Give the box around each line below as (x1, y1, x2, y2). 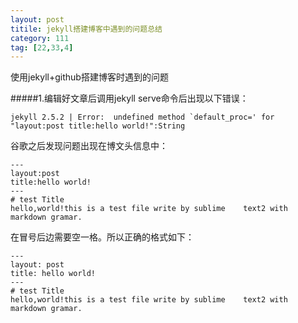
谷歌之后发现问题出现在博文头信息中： (10, 140, 168, 152)
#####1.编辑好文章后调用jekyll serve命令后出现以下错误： (10, 92, 249, 105)
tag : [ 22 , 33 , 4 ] (10, 42, 74, 53)
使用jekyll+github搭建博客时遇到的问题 (10, 71, 169, 83)
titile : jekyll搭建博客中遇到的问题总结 (10, 24, 163, 34)
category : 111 (10, 33, 70, 43)
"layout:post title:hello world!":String (10, 121, 186, 131)
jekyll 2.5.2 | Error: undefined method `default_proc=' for (10, 112, 275, 123)
